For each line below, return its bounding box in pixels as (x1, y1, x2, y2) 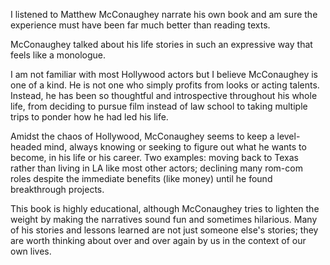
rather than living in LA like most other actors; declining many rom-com (10, 162, 303, 174)
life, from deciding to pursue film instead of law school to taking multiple (10, 100, 308, 112)
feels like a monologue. (10, 49, 107, 61)
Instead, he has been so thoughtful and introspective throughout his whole (10, 90, 318, 101)
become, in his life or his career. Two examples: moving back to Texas (10, 152, 299, 163)
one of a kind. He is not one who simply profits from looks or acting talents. (10, 79, 320, 91)
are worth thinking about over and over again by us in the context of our (10, 235, 307, 246)
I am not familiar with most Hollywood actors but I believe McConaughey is (10, 69, 318, 80)
